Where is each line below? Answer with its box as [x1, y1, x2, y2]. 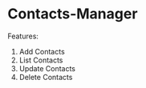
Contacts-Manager [7, 5, 138, 23]
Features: [7, 31, 39, 41]
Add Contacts [18, 46, 65, 56]
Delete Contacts [18, 72, 73, 82]
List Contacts [18, 55, 63, 65]
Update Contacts [18, 63, 75, 73]
